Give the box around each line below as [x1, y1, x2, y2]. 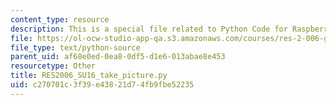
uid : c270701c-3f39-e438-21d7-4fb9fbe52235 [10, 80, 195, 90]
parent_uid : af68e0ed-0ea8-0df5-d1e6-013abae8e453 [10, 52, 226, 62]
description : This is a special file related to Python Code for [10, 24, 288, 34]
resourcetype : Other [10, 61, 97, 71]
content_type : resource [10, 14, 110, 25]
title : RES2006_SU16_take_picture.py [10, 71, 168, 81]
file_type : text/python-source [10, 42, 141, 53]
